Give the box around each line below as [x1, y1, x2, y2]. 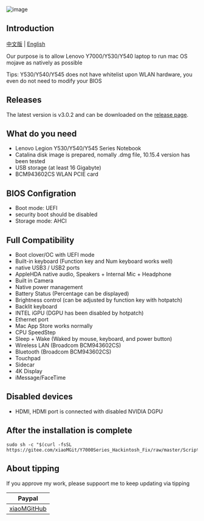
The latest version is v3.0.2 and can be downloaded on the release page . [6, 111, 189, 118]
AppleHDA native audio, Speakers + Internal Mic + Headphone [15, 271, 172, 278]
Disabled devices [6, 391, 73, 402]
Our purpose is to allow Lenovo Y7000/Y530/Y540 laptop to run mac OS [6, 52, 188, 60]
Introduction [6, 23, 55, 33]
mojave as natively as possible [6, 58, 83, 66]
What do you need [6, 128, 77, 139]
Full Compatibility [6, 235, 75, 245]
